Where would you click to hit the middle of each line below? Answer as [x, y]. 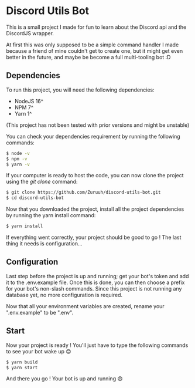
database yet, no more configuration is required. [64, 295]
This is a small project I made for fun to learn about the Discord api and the [96, 27]
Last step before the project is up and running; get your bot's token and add [97, 276]
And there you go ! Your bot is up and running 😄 [64, 379]
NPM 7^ [24, 107]
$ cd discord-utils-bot [35, 198]
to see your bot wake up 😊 [39, 351]
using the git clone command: [42, 182]
